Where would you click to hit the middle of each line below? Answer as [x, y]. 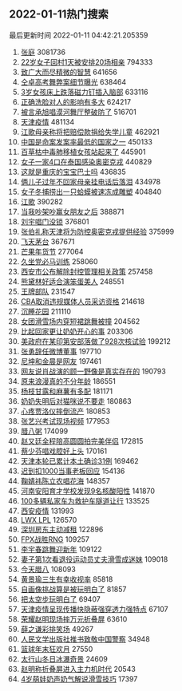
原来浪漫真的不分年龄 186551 [68, 381]
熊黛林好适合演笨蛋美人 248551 [72, 281]
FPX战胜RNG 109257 [55, 539]
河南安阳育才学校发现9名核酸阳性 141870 [87, 491]
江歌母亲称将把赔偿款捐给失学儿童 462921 [90, 132]
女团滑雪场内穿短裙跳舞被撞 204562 [80, 321]
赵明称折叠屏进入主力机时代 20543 [78, 669]
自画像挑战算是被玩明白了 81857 [73, 589]
